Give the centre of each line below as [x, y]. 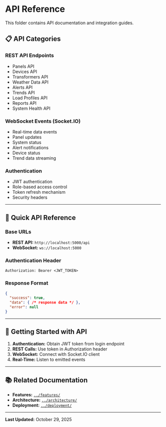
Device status [26, 153]
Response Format [27, 283]
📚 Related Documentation [46, 380]
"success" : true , [27, 298]
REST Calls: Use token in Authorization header [60, 349]
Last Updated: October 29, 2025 [39, 419]
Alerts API [22, 87]
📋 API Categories [33, 39]
